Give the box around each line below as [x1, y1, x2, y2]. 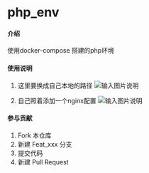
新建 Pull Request [17, 157, 69, 166]
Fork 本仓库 [17, 131, 52, 140]
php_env [7, 4, 60, 21]
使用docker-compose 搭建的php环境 [7, 46, 115, 55]
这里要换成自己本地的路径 [17, 81, 93, 90]
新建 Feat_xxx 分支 [17, 140, 72, 148]
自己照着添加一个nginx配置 [17, 96, 96, 105]
